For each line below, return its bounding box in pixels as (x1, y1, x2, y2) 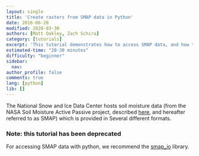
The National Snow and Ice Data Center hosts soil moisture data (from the (6, 102, 187, 109)
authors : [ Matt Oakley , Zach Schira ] (6, 31, 99, 37)
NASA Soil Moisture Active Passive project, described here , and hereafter (6, 108, 185, 116)
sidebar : (6, 58, 28, 64)
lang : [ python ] (6, 81, 44, 87)
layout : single (6, 8, 44, 15)
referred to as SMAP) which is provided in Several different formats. (6, 114, 172, 122)
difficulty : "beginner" (6, 53, 65, 59)
